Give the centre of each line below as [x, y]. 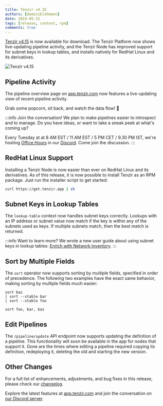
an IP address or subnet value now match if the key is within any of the [76, 221]
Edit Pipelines [26, 324]
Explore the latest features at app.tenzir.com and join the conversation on [79, 393]
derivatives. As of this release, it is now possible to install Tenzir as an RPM [80, 175]
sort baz [14, 292]
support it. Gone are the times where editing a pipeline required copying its [80, 347]
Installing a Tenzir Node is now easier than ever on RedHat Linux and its [77, 170]
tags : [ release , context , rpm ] [37, 23]
